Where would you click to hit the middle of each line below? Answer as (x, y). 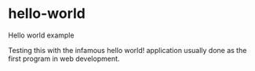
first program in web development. (64, 59)
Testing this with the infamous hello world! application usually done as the (127, 50)
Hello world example (41, 35)
